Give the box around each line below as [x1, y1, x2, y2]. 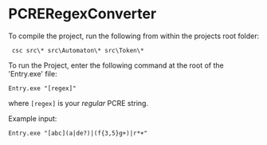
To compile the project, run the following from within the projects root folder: [8, 31, 260, 41]
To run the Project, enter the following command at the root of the [8, 61, 225, 70]
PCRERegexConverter [8, 5, 157, 23]
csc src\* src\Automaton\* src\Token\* [11, 46, 145, 54]
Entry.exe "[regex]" [8, 84, 77, 92]
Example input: [8, 113, 57, 123]
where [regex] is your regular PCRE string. [8, 98, 149, 108]
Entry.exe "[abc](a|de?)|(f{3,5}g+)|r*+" [8, 129, 148, 137]
